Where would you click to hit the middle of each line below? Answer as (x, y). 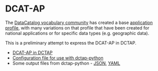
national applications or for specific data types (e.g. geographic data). (77, 33)
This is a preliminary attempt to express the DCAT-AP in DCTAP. (71, 42)
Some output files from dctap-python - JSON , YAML (66, 63)
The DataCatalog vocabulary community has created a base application (79, 22)
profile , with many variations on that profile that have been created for (77, 27)
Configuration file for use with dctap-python (58, 57)
